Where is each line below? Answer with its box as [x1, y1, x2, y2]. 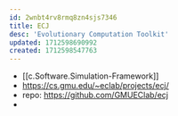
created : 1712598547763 [9, 46, 98, 55]
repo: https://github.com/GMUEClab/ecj [21, 90, 169, 101]
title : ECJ [9, 21, 50, 30]
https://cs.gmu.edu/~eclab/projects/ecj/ [21, 80, 169, 91]
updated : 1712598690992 [9, 37, 98, 47]
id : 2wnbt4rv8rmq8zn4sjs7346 [9, 12, 117, 22]
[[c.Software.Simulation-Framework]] [21, 70, 159, 81]
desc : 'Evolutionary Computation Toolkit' [9, 29, 169, 38]
